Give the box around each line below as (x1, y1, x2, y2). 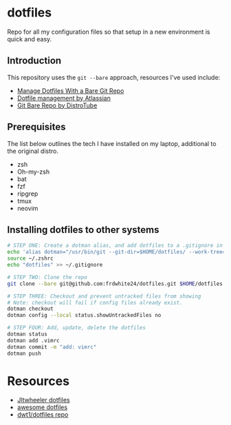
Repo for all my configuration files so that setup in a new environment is (7, 28, 210, 36)
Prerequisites (7, 121, 66, 133)
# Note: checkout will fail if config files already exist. (7, 299, 184, 306)
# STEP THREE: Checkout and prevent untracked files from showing (7, 293, 201, 300)
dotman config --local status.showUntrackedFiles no (7, 312, 162, 319)
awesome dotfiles (16, 403, 67, 411)
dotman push (7, 350, 41, 357)
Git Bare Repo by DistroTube (16, 101, 98, 110)
